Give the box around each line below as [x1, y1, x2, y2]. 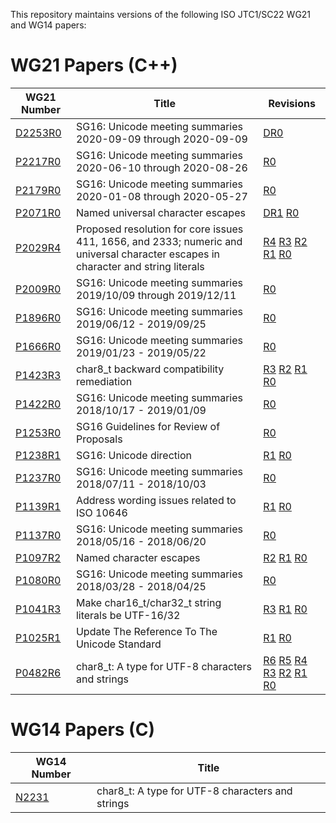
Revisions [268, 96, 316, 110]
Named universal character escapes [75, 205, 246, 219]
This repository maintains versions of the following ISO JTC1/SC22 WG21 [10, 9, 312, 20]
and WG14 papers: [10, 19, 87, 31]
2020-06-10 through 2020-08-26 [75, 160, 248, 174]
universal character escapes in [75, 247, 221, 261]
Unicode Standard [75, 637, 162, 651]
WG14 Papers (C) [10, 719, 155, 741]
